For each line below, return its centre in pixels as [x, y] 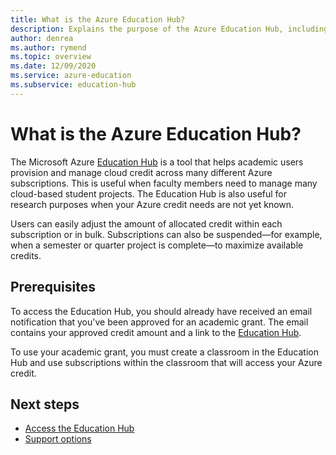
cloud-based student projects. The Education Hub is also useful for [149, 193]
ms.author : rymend [48, 47]
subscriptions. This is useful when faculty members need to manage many [164, 183]
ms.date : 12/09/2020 [53, 66]
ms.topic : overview [51, 57]
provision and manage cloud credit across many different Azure [141, 172]
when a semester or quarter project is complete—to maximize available [157, 245]
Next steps [45, 404]
